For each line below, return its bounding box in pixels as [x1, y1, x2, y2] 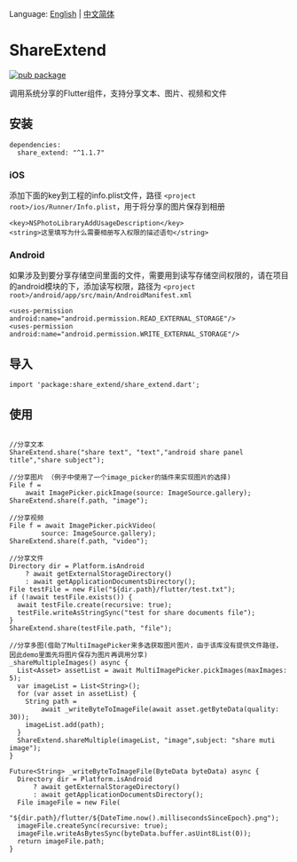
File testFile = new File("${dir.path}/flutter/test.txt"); [9, 585, 237, 594]
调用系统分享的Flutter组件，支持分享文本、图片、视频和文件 [9, 88, 228, 99]
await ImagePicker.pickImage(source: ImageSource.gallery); [25, 488, 252, 497]
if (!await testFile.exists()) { [9, 592, 133, 602]
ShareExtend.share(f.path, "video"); [9, 536, 149, 545]
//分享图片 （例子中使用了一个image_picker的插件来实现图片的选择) [9, 472, 231, 482]
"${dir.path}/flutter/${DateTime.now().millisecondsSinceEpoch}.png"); [9, 813, 279, 822]
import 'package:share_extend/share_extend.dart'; [9, 381, 200, 390]
